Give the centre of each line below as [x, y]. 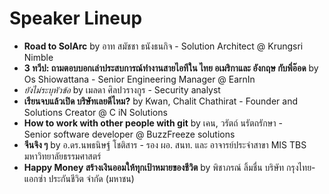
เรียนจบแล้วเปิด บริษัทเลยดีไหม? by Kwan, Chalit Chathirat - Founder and [160, 101]
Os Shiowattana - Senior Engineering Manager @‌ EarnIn [139, 79]
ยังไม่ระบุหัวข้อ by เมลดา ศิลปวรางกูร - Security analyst [122, 89]
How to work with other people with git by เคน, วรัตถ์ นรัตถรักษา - [153, 123]
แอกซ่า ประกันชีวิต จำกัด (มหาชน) [79, 178]
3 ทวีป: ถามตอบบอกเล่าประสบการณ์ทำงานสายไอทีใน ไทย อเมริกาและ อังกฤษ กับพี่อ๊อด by [171, 68]
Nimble [38, 57]
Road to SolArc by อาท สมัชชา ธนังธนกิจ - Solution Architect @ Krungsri [163, 46]
